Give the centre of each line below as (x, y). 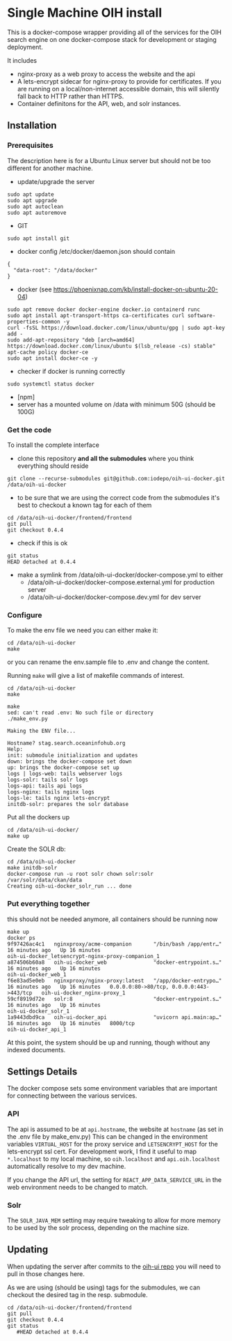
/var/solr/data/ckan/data (44, 880)
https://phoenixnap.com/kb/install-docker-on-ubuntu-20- (136, 289)
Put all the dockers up (39, 817)
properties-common (34, 321)
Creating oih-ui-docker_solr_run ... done (69, 886)
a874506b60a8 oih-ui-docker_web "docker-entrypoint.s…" (115, 962)
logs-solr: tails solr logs (48, 780)
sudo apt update (31, 194)
